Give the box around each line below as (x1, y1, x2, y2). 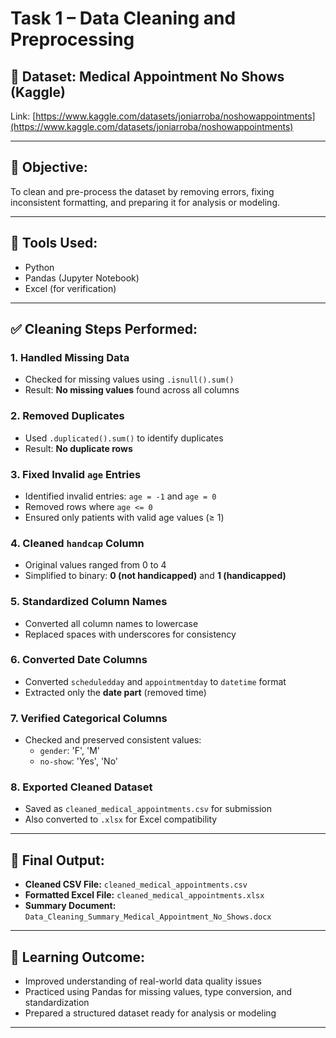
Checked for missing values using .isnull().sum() (24, 373, 235, 386)
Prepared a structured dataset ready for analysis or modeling (24, 1007, 277, 1019)
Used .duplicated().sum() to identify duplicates (24, 432, 224, 444)
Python (24, 261, 55, 273)
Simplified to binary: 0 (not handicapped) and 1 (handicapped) (24, 570, 287, 582)
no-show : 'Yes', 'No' (39, 755, 119, 767)
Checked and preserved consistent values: (24, 734, 202, 746)
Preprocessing (10, 28, 135, 51)
